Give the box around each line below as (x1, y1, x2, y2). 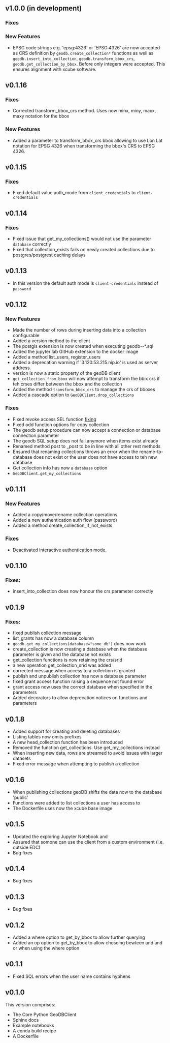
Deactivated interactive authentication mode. (12, 547, 107, 553)
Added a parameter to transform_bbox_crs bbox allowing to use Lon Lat (12, 137, 163, 143)
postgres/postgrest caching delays (12, 252, 86, 258)
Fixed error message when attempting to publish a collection (12, 760, 140, 767)
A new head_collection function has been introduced (12, 739, 123, 745)
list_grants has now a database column (12, 635, 94, 641)
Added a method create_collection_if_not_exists (12, 522, 113, 528)
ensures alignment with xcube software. (12, 66, 96, 72)
